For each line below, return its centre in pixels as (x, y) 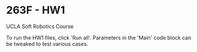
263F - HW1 (35, 10)
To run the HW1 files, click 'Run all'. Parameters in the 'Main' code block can (98, 37)
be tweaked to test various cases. (47, 44)
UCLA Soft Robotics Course (40, 26)
